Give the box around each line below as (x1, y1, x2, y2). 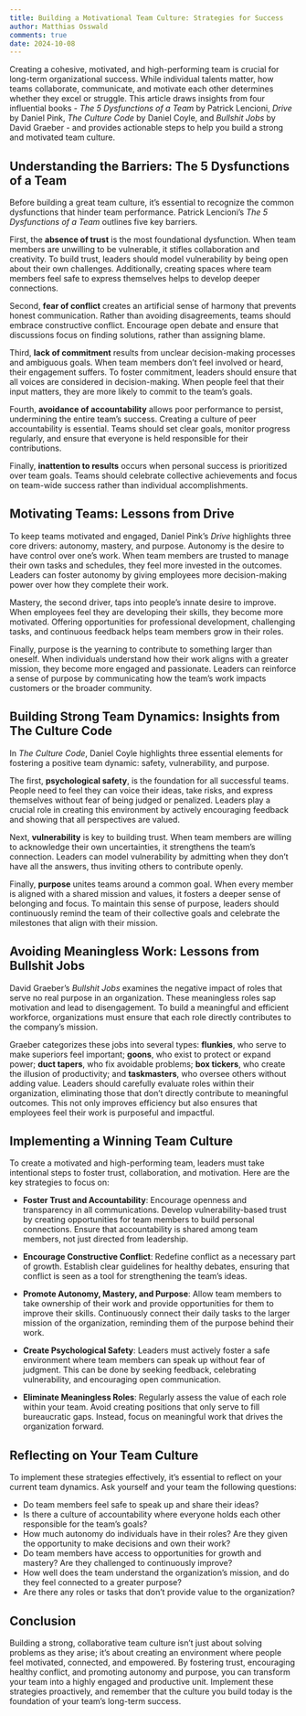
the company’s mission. (9, 1021, 99, 1032)
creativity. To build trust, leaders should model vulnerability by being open (9, 253, 289, 265)
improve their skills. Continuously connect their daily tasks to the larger (22, 1308, 290, 1319)
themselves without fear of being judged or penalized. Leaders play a (9, 794, 271, 805)
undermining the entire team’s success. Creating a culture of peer (9, 413, 257, 425)
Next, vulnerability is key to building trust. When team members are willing (9, 831, 292, 842)
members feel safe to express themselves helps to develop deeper (9, 273, 260, 284)
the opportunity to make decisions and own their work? (22, 1538, 231, 1550)
